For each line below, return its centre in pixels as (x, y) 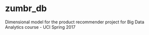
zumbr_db (26, 9)
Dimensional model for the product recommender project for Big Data (75, 22)
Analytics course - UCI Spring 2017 (40, 27)
